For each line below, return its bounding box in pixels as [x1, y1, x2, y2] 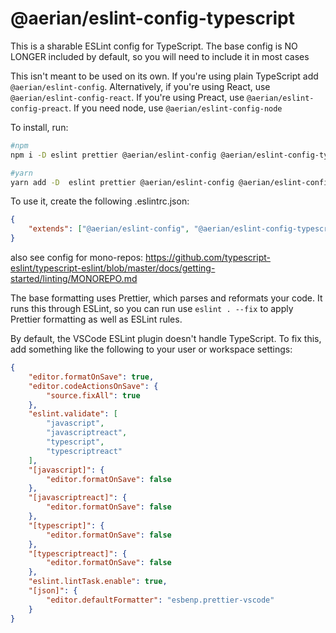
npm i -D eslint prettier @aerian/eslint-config [10, 150, 217, 160]
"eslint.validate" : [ [28, 409, 118, 419]
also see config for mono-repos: [10, 252, 144, 264]
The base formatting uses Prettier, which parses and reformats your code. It [10, 292, 323, 304]
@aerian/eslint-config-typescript [10, 7, 295, 30]
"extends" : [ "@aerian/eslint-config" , [28, 224, 190, 234]
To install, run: [10, 121, 69, 133]
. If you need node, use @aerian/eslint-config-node [68, 102, 283, 114]
